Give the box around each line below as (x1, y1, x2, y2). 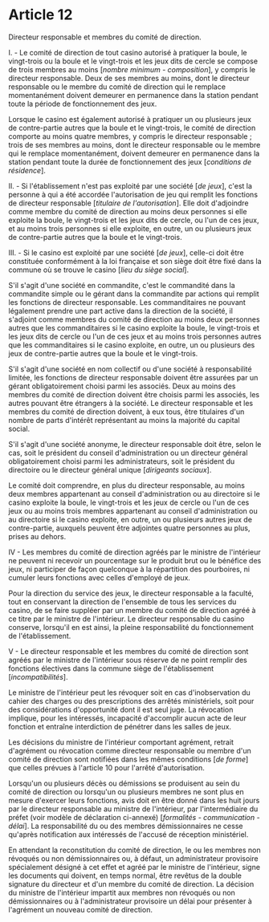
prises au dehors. (8, 531, 67, 541)
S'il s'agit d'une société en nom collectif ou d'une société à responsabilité (8, 364, 252, 374)
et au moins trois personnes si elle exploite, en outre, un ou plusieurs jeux (8, 223, 251, 234)
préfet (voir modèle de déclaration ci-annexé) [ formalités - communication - (8, 812, 260, 822)
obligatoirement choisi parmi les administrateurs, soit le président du (8, 456, 235, 466)
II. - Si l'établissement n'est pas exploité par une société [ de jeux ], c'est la (8, 181, 253, 190)
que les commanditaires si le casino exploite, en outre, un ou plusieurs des (8, 339, 255, 350)
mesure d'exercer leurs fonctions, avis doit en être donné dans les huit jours (8, 795, 260, 805)
